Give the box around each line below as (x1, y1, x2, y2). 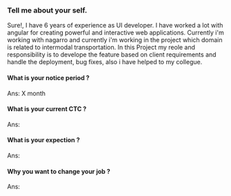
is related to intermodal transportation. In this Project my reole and (7, 43, 195, 52)
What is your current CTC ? (7, 105, 87, 113)
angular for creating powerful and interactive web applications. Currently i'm (7, 28, 224, 37)
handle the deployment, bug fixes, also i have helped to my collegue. (7, 58, 203, 66)
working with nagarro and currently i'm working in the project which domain (7, 36, 223, 44)
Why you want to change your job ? (7, 167, 110, 175)
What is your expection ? (7, 136, 81, 144)
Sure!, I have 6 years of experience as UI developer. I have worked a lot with (7, 21, 223, 30)
